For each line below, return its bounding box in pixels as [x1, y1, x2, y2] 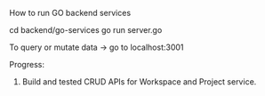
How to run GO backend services [9, 8, 132, 18]
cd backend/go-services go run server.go [9, 25, 163, 35]
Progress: [9, 60, 44, 69]
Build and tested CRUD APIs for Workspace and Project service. [21, 76, 257, 87]
